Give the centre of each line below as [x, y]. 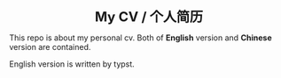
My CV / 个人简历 [149, 17]
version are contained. [50, 47]
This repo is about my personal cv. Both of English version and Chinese [140, 38]
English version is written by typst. [72, 64]
